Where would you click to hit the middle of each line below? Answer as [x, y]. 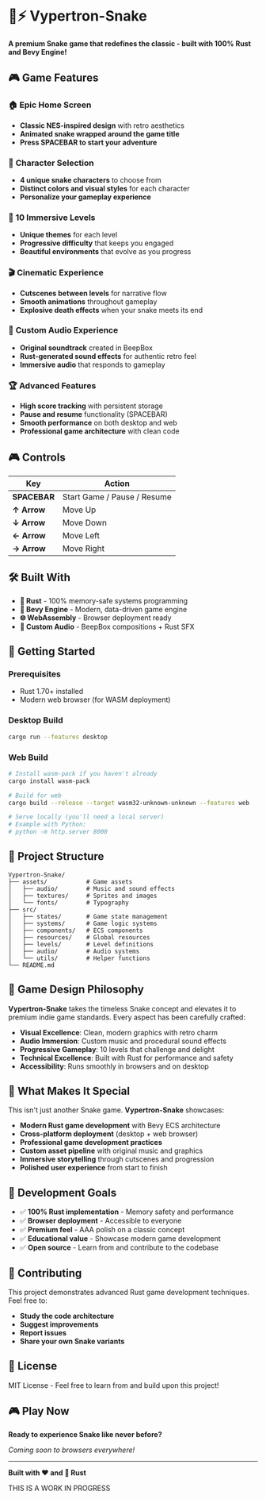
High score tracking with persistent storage [91, 406]
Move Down [84, 522]
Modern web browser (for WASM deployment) [95, 699]
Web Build [28, 757]
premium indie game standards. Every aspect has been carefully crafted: [127, 1017]
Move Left [81, 535]
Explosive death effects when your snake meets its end [111, 310]
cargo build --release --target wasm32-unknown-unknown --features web [129, 803]
